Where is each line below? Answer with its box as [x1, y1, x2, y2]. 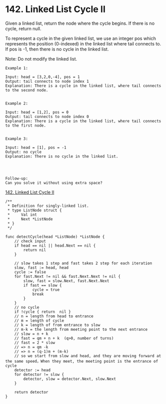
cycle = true [32, 287, 60, 292]
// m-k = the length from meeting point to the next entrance [14, 327, 148, 332]
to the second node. [5, 87, 49, 93]
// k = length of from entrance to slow [14, 322, 100, 327]
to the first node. [5, 123, 46, 128]
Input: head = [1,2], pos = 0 [5, 109, 69, 114]
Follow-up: [5, 176, 28, 181]
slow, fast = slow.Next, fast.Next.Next [23, 278, 109, 283]
